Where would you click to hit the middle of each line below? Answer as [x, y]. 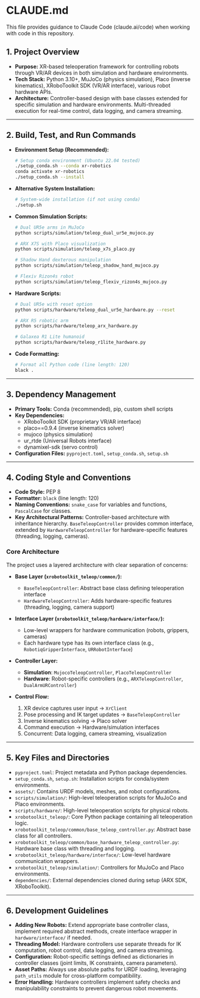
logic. [21, 823]
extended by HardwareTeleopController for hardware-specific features [101, 530]
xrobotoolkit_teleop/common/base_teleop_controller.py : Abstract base [103, 829]
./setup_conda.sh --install [49, 177]
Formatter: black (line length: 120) [57, 498]
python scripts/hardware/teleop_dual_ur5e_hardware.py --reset [95, 310]
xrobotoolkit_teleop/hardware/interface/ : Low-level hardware [93, 855]
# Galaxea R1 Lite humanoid [49, 337]
